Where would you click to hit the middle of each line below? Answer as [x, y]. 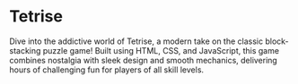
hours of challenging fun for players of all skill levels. [107, 70]
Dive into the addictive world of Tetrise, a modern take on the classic [136, 41]
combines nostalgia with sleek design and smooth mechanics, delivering [144, 60]
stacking [25, 50]
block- [276, 41]
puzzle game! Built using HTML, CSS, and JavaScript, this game [161, 50]
